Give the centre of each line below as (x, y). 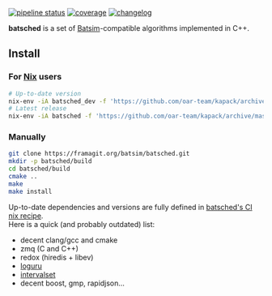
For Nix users (35, 77)
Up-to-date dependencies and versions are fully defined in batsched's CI (130, 207)
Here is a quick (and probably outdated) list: (82, 224)
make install (30, 191)
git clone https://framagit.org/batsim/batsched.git (99, 154)
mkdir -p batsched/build (50, 161)
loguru (31, 266)
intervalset (38, 274)
